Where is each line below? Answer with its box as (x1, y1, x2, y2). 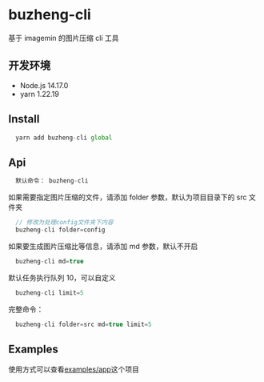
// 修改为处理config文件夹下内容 (15, 219, 114, 227)
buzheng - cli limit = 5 (15, 288, 84, 297)
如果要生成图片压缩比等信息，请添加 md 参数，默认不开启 (8, 241, 198, 251)
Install (8, 112, 40, 126)
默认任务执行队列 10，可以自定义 (8, 272, 116, 282)
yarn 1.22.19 (19, 89, 60, 99)
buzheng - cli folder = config (15, 226, 106, 234)
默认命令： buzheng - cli (15, 177, 89, 185)
